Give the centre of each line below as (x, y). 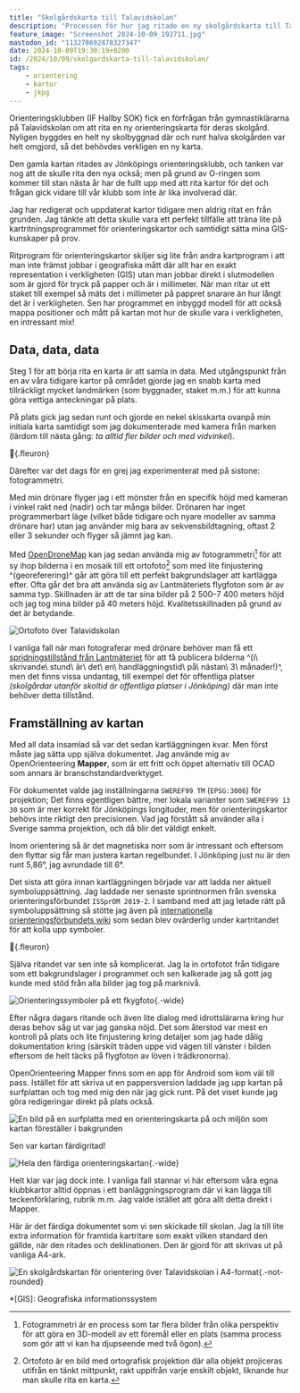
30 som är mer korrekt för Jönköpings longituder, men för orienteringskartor (148, 809)
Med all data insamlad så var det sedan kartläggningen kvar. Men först (139, 745)
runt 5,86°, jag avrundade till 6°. (67, 865)
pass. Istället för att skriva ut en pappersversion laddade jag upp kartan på (146, 1083)
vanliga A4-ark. (38, 1255)
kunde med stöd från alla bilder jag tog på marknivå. (105, 984)
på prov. (65, 238)
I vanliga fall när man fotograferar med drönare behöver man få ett (131, 647)
